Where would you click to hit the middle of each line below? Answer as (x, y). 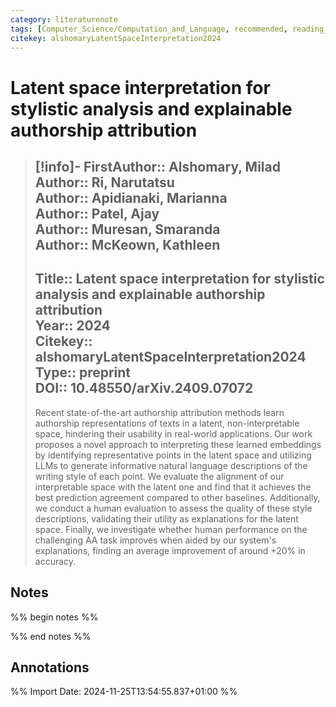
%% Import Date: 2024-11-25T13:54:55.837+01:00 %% (124, 692)
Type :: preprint (83, 372)
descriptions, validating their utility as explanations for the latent (166, 518)
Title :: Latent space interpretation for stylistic (179, 279)
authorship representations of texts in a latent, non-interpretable (167, 423)
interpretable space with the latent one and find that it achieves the (173, 487)
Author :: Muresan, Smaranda (127, 229)
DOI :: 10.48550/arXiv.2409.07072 (144, 388)
